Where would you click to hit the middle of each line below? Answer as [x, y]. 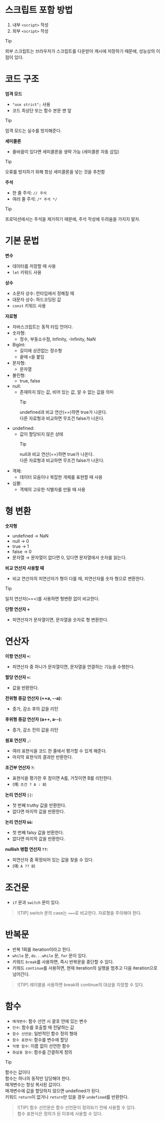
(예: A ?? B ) [24, 866]
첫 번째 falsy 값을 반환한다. [38, 832]
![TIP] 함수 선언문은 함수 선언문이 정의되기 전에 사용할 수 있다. [77, 1107]
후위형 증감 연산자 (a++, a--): [34, 719]
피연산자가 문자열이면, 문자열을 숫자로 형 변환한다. [60, 620]
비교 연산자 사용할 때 [25, 568]
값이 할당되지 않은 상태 [41, 434]
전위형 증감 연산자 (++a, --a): [34, 698]
